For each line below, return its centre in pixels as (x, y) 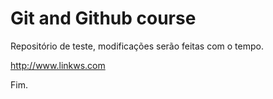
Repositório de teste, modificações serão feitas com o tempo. (137, 46)
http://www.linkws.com (58, 65)
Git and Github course (103, 18)
